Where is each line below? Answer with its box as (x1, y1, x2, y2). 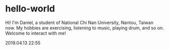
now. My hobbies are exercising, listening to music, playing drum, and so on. (5, 24, 164, 30)
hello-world (5, 3, 55, 14)
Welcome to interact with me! (5, 30, 67, 36)
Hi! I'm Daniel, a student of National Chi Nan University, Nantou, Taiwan (5, 19, 154, 25)
